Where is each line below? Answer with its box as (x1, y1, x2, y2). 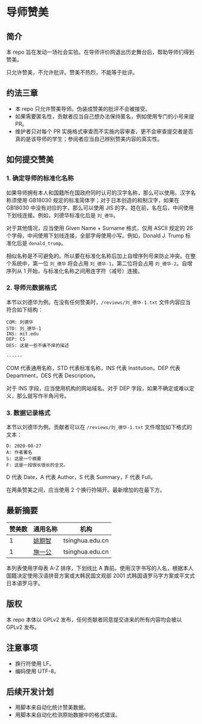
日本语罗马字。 (6, 579, 43, 587)
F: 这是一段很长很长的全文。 (6, 462, 69, 468)
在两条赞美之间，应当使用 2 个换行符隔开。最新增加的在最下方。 (6, 486, 165, 493)
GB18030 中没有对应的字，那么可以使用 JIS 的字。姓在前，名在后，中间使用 (6, 204, 194, 211)
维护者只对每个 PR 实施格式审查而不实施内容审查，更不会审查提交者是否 (14, 128, 194, 135)
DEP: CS (6, 336, 26, 342)
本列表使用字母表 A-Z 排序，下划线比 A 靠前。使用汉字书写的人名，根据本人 (6, 564, 194, 572)
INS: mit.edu (6, 330, 39, 337)
